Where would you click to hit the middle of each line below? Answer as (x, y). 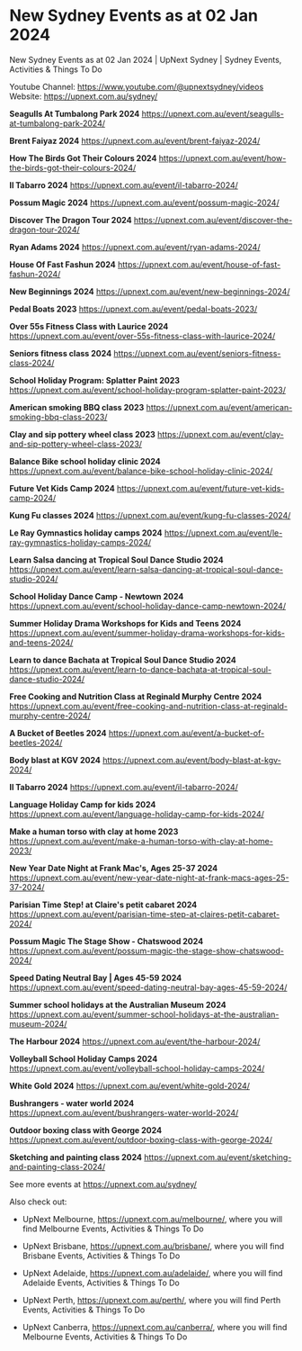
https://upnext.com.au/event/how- (222, 158)
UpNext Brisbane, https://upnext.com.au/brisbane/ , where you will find (153, 1246)
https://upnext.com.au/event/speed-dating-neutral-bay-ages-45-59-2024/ (148, 987)
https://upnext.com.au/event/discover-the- (213, 220)
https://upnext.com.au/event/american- (219, 407)
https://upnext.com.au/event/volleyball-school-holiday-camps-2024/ (137, 1068)
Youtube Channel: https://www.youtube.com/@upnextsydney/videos (137, 86)
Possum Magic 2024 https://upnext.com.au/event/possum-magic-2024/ (145, 203)
